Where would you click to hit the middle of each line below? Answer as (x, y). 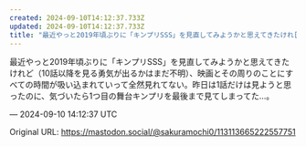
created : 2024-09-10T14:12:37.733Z (77, 18)
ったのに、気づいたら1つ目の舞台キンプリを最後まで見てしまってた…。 (142, 96)
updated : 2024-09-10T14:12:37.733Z (77, 26)
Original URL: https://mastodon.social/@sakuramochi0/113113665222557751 (153, 132)
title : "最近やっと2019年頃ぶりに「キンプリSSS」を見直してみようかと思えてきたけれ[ (154, 35)
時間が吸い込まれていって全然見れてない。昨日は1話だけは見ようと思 (163, 85)
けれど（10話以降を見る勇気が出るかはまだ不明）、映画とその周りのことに (148, 73)
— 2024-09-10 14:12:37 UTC (63, 114)
